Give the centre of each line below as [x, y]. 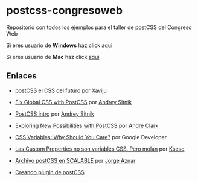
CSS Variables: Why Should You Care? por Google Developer [91, 137]
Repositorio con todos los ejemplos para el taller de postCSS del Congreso [99, 27]
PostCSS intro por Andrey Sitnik [55, 114]
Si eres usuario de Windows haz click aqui [59, 45]
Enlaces [22, 76]
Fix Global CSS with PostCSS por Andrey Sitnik [73, 102]
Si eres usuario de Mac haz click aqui [53, 57]
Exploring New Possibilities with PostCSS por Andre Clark [87, 125]
